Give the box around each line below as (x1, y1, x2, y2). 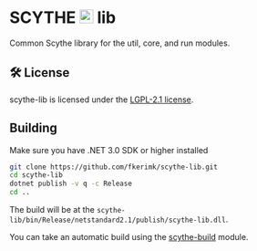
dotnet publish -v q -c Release (9, 179, 132, 189)
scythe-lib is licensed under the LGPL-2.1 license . (9, 94, 194, 105)
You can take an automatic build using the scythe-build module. (9, 232, 249, 243)
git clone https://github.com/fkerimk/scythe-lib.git (9, 162, 219, 172)
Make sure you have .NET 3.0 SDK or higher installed (9, 144, 209, 155)
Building (9, 120, 57, 136)
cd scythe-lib (9, 171, 64, 180)
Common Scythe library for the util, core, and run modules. (9, 37, 231, 48)
